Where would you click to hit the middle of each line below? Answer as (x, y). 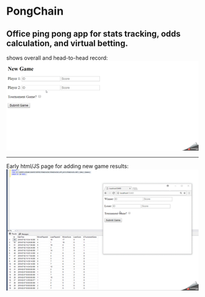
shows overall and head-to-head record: (57, 58)
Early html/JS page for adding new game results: (68, 166)
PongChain (35, 11)
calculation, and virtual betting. (67, 43)
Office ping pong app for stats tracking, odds (94, 34)
